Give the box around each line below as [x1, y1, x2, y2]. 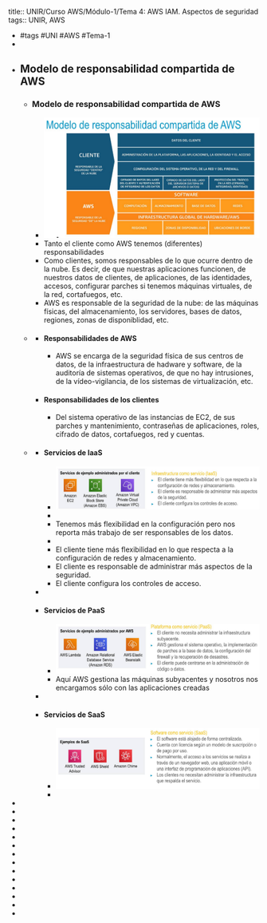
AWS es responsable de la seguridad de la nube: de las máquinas [43, 298, 259, 307]
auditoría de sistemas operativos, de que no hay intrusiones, [55, 368, 253, 378]
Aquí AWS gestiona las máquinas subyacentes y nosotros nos [55, 675, 259, 684]
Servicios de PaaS [43, 606, 105, 616]
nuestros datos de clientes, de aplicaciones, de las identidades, [43, 272, 253, 282]
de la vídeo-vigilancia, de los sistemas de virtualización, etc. [55, 377, 253, 386]
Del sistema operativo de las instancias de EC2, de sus [55, 413, 235, 422]
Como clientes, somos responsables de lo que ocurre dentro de [43, 256, 253, 265]
